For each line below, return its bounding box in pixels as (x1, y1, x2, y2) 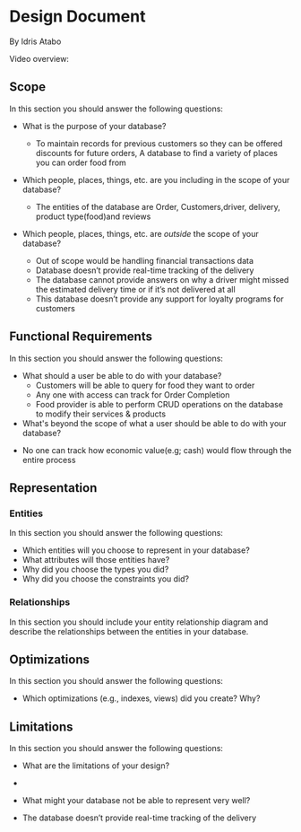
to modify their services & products (35, 408, 167, 419)
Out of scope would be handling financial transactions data (35, 255, 254, 266)
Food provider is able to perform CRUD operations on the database (35, 398, 284, 409)
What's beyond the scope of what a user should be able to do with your (21, 417, 287, 428)
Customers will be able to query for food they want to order (35, 380, 255, 390)
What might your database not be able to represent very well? (21, 795, 251, 806)
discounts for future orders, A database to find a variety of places (35, 147, 278, 158)
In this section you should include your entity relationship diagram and (9, 617, 269, 627)
